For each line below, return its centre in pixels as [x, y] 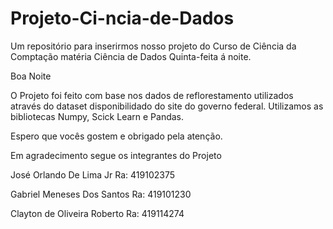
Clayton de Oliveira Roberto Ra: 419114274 [97, 213]
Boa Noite [31, 76]
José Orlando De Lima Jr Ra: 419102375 [92, 174]
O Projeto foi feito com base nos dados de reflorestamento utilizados [152, 95]
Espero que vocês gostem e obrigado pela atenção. [116, 136]
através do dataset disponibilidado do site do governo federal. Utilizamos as [167, 106]
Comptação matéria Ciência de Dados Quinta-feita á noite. [131, 56]
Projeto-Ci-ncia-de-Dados [122, 18]
